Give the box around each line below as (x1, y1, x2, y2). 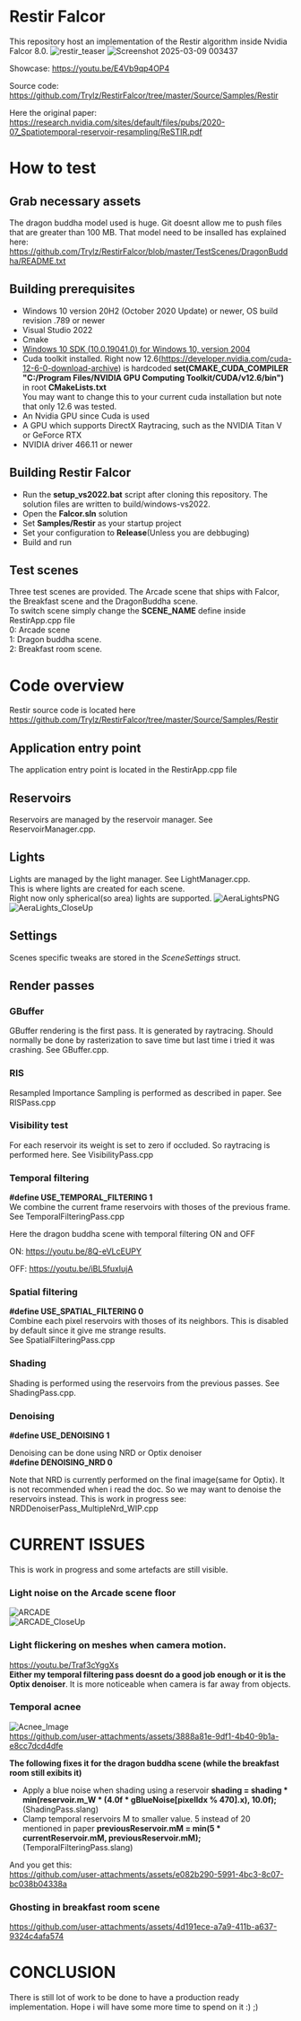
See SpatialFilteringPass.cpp (9, 1335, 116, 1346)
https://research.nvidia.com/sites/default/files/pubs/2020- (9, 117, 226, 128)
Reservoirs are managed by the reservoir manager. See (9, 814, 213, 825)
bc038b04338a (9, 1878, 67, 1889)
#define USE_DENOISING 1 (9, 1430, 110, 1441)
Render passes (9, 977, 95, 993)
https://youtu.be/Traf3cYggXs (9, 1659, 119, 1670)
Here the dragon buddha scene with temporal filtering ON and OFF (9, 1229, 255, 1240)
